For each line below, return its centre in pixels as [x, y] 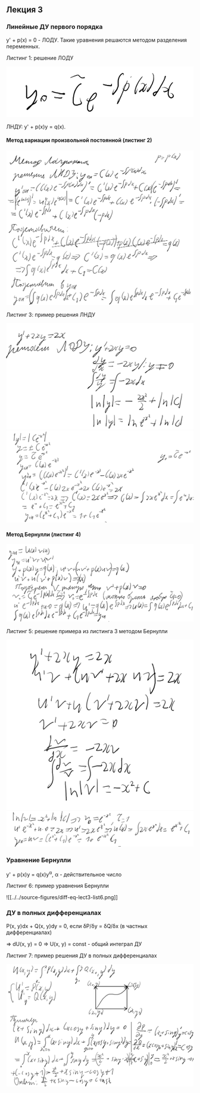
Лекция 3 [24, 10]
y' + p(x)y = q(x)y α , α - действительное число [64, 874]
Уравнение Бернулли [39, 860]
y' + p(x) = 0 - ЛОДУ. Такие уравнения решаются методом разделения [97, 40]
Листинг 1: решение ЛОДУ [40, 58]
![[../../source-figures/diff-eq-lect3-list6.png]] [62, 897]
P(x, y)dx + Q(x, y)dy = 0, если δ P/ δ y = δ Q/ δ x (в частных [77, 926]
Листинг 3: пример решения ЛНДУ [51, 315]
